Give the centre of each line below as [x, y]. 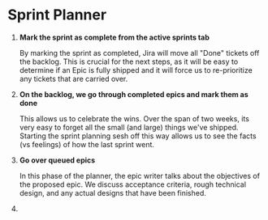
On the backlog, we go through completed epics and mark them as [134, 94]
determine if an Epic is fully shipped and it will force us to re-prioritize [136, 70]
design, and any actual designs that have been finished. [112, 192]
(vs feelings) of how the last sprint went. [87, 144]
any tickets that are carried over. [73, 78]
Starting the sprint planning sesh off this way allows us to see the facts [138, 136]
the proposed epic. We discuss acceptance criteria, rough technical [133, 184]
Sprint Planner [57, 15]
